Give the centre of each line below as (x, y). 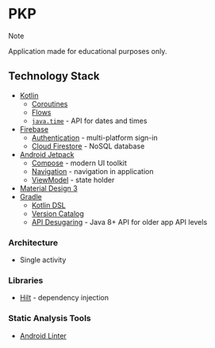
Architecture (33, 242)
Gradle (31, 196)
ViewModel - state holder (73, 180)
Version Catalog (58, 213)
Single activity (43, 260)
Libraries (26, 280)
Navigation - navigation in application (92, 171)
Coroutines (50, 103)
